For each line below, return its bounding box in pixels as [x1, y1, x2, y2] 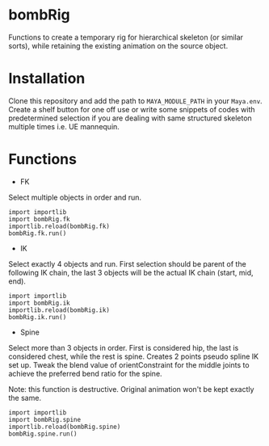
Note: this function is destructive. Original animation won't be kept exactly [8, 384, 254, 393]
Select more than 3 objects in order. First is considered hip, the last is [8, 343, 239, 352]
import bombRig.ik [8, 299, 70, 307]
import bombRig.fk [8, 215, 70, 223]
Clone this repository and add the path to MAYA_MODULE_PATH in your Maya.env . [8, 95, 263, 106]
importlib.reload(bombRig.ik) [8, 305, 111, 314]
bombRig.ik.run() [8, 313, 67, 321]
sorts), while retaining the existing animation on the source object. [8, 40, 229, 50]
